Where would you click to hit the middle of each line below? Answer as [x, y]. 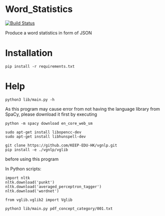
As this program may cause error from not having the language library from [82, 109]
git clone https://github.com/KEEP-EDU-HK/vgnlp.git [61, 145]
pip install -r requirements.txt [40, 66]
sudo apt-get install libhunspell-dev [45, 136]
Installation [29, 53]
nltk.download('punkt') [30, 182]
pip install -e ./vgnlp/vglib [37, 150]
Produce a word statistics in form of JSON [49, 33]
